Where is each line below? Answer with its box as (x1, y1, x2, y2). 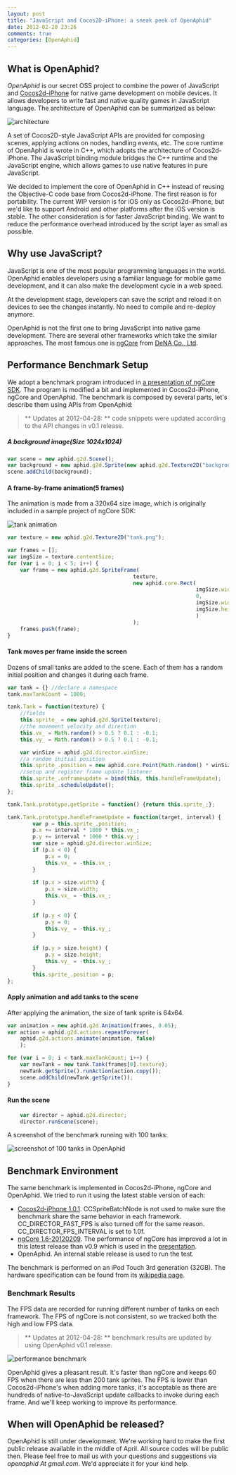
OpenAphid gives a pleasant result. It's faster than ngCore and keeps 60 (7, 1368, 216, 1376)
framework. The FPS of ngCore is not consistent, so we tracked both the (7, 1312, 217, 1321)
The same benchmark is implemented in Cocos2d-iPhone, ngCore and (7, 1184, 212, 1192)
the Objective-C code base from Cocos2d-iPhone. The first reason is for (7, 190, 217, 198)
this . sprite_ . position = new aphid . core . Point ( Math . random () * (20, 762, 209, 769)
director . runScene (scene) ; (20, 1118, 99, 1125)
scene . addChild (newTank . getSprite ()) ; (20, 1074, 133, 1081)
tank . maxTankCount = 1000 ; (7, 690, 86, 698)
